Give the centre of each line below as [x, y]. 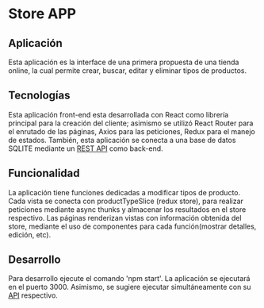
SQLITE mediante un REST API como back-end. [86, 148]
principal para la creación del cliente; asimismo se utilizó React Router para [131, 123]
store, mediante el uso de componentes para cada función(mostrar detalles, [132, 226]
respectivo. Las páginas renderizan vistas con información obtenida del [125, 218]
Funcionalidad [44, 173]
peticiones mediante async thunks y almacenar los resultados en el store [127, 209]
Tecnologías [39, 96]
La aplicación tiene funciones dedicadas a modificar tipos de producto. [124, 192]
